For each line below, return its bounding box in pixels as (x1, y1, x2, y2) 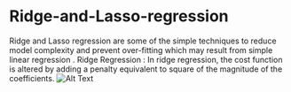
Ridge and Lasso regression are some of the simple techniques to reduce (9, 35, 277, 46)
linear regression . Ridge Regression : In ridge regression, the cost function (9, 54, 283, 65)
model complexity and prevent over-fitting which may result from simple (9, 44, 273, 55)
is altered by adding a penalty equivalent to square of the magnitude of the (9, 64, 283, 74)
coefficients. (9, 73, 55, 83)
